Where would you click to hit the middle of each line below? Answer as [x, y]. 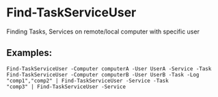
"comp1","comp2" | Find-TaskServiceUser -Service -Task [87, 81]
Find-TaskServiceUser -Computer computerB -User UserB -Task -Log [103, 74]
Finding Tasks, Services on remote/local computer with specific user [103, 31]
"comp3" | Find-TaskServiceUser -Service [66, 87]
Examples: [29, 53]
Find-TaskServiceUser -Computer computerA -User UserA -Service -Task [109, 69]
